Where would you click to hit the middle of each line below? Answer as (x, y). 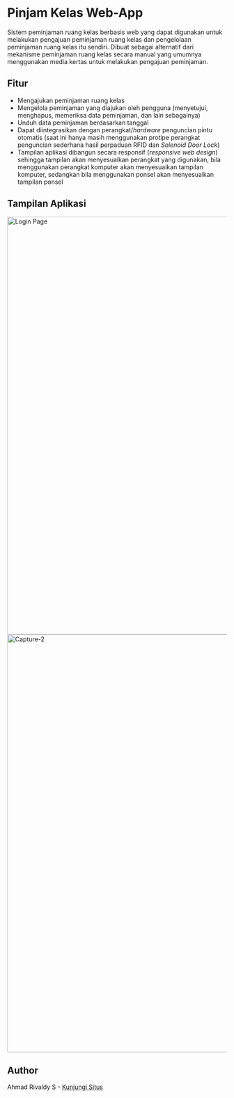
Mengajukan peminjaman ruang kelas (71, 100)
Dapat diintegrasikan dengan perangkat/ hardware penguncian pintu (115, 130)
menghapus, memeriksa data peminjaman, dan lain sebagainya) (109, 115)
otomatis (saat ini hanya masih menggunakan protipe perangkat (109, 137)
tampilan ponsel (40, 182)
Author (23, 1070)
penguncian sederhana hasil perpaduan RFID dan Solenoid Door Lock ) (118, 145)
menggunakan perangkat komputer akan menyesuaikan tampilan (110, 167)
